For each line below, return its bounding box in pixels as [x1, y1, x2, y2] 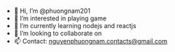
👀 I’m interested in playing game [13, 14, 107, 22]
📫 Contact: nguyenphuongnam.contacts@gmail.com [13, 37, 168, 45]
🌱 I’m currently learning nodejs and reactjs [13, 22, 136, 30]
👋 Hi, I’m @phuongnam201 [13, 7, 91, 15]
